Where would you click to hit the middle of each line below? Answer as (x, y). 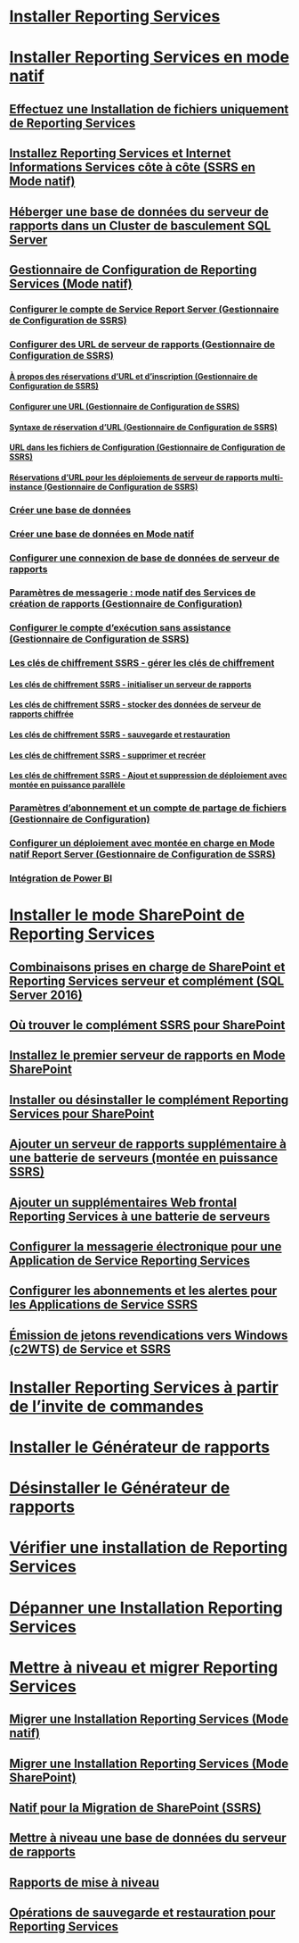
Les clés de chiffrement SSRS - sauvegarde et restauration (120, 735)
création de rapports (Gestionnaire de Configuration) (126, 604)
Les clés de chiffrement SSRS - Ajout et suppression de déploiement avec (148, 776)
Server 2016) (46, 995)
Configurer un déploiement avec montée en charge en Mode (142, 843)
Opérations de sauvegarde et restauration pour (142, 1913)
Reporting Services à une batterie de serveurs (140, 1216)
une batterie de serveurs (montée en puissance (144, 1158)
